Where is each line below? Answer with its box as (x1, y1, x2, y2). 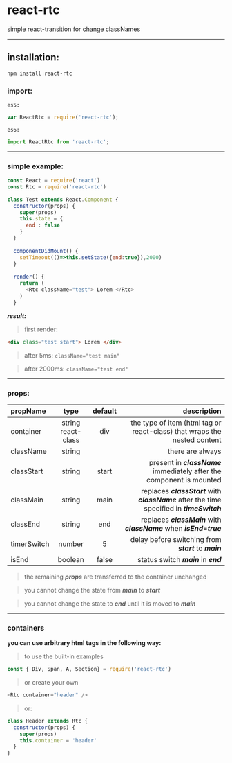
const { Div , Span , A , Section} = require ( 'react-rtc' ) (7, 666, 171, 673)
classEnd (10, 519, 40, 529)
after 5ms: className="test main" (23, 351, 120, 359)
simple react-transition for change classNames (7, 25, 141, 33)
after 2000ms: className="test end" (23, 365, 129, 373)
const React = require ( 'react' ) (7, 177, 100, 184)
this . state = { (19, 216, 64, 222)
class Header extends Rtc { (7, 717, 88, 724)
